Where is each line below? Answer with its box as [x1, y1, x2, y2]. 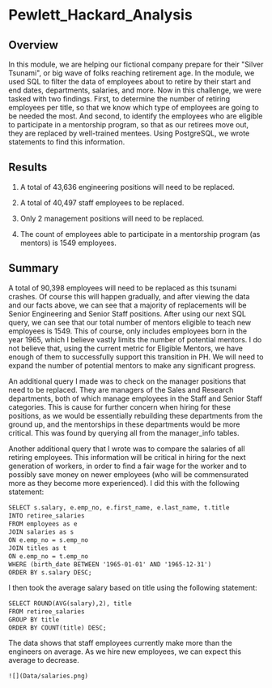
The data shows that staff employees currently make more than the [8, 638, 232, 647]
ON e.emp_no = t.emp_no [8, 552, 89, 561]
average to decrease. [8, 655, 79, 664]
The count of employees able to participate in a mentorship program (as [19, 229, 261, 239]
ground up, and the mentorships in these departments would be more [8, 419, 240, 429]
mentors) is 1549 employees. [19, 238, 117, 247]
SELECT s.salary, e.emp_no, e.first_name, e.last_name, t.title [8, 503, 230, 512]
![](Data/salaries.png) [8, 672, 89, 680]
